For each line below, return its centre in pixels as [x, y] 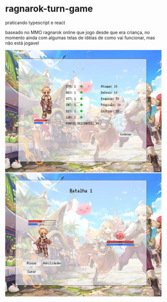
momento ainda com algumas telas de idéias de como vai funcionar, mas [80, 38]
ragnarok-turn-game [49, 9]
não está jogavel [22, 43]
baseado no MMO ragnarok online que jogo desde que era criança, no [77, 32]
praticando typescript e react [35, 23]
